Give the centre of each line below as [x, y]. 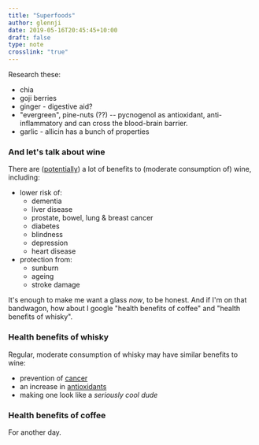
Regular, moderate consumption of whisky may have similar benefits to [123, 354]
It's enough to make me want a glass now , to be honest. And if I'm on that [128, 300]
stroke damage [55, 285]
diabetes [46, 226]
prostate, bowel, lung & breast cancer [92, 218]
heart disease [54, 251]
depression [50, 243]
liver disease [52, 210]
